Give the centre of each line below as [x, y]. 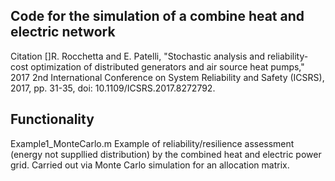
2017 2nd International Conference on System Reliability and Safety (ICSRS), [167, 77]
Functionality [52, 119]
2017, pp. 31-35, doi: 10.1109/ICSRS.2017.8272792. [113, 88]
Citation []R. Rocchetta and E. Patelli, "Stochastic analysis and [138, 56]
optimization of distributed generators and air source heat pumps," [167, 66]
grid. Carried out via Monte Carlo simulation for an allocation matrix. [150, 165]
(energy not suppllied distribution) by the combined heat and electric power [166, 154]
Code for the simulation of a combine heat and [157, 16]
